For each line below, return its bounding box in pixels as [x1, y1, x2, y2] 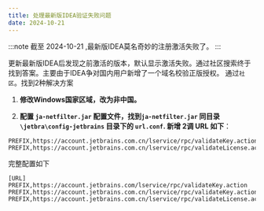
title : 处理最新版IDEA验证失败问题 [8, 11, 112, 20]
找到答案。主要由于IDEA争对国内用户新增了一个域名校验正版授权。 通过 [8, 68, 240, 77]
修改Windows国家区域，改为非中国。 [19, 94, 141, 104]
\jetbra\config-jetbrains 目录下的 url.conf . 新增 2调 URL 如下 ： [19, 121, 232, 131]
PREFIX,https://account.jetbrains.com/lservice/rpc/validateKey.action [8, 181, 247, 189]
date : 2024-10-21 [8, 19, 65, 27]
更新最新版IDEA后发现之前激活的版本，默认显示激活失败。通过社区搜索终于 [8, 58, 251, 68]
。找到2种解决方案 [13, 78, 74, 87]
